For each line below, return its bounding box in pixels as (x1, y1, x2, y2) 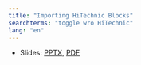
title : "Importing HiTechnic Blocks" (8, 11, 134, 20)
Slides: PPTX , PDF (19, 48, 80, 58)
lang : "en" (8, 26, 45, 34)
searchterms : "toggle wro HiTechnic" (8, 19, 134, 27)
